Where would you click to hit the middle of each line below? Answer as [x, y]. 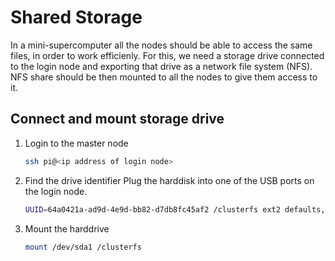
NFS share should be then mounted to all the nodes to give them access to [164, 77]
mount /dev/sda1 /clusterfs [83, 247]
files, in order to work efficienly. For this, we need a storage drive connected [167, 55]
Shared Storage [76, 17]
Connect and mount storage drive [117, 119]
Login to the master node [76, 143]
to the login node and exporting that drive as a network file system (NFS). [161, 66]
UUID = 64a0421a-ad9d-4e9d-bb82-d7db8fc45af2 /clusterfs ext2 [152, 209]
